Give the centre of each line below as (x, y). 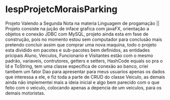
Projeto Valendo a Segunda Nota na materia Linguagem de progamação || (82, 23)
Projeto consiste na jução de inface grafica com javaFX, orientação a (77, 28)
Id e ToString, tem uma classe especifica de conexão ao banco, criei (77, 66)
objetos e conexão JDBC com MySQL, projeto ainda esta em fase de (77, 34)
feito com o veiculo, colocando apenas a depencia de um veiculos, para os (83, 87)
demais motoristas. (25, 93)
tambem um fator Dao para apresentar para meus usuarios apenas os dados (85, 71)
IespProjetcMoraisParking (61, 9)
